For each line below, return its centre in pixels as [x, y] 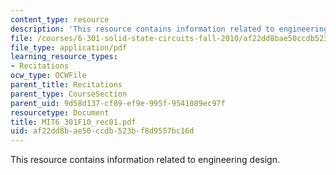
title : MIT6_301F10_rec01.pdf [73, 122]
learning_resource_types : [64, 57]
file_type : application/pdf [69, 47]
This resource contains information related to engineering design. [145, 160]
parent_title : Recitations [66, 85]
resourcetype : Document [60, 112]
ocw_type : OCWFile [48, 76]
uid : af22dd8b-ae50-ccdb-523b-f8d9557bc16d [102, 131]
